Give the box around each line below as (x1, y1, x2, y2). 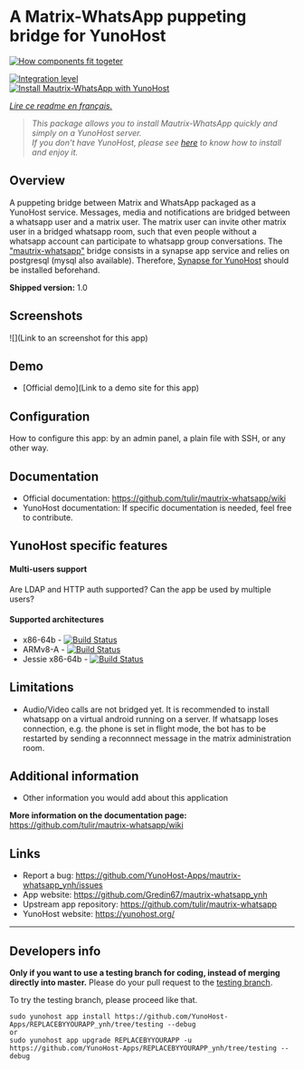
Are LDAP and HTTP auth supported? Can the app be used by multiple (9, 583, 271, 594)
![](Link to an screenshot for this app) (9, 333, 148, 343)
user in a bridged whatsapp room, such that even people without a (9, 226, 257, 236)
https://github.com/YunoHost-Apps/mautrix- (75, 870, 242, 881)
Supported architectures (9, 614, 104, 625)
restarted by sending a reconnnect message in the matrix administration (22, 732, 291, 744)
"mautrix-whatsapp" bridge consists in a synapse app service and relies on (9, 245, 290, 255)
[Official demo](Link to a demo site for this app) (22, 382, 200, 393)
